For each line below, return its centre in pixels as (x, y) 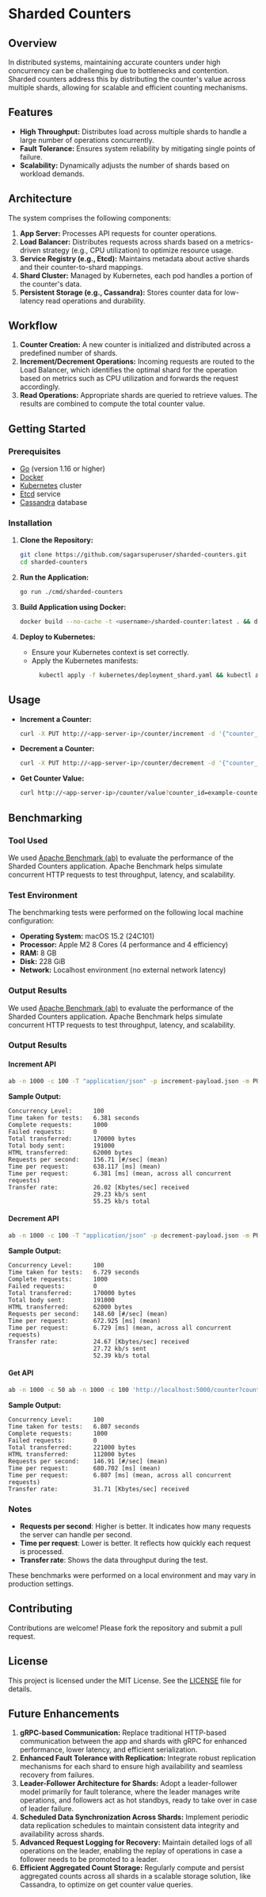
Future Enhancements (64, 1713)
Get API (21, 1373)
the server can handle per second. (76, 1534)
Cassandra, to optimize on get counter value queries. (106, 1885)
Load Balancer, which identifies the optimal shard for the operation (128, 370)
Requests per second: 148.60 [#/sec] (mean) (88, 1314)
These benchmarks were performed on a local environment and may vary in (132, 1575)
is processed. (42, 1551)
